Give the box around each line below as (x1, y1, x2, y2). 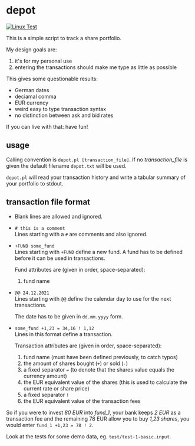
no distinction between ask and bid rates (14, 112, 114, 119)
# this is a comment (14, 225, 65, 231)
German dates (14, 86, 49, 93)
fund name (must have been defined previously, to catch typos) (23, 353, 178, 360)
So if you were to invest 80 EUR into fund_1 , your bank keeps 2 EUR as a (6, 409, 181, 416)
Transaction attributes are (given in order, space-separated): (14, 342, 162, 349)
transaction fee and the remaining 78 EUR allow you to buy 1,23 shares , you (6, 415, 190, 422)
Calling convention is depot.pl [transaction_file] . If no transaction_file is (6, 156, 187, 163)
